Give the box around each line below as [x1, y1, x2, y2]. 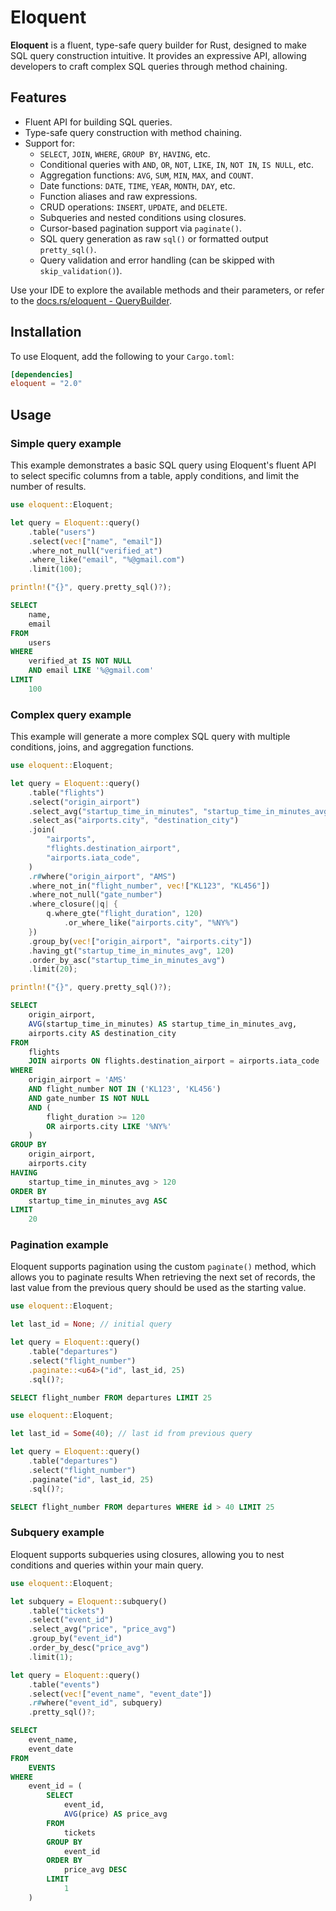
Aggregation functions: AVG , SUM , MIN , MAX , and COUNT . [39, 169, 254, 181]
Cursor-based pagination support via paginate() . [39, 222, 243, 234]
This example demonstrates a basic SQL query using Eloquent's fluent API [10, 459, 317, 471]
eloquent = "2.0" [10, 379, 83, 389]
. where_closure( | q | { [28, 899, 118, 910]
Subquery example [10, 1526, 105, 1540]
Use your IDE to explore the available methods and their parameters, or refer [10, 284, 325, 296]
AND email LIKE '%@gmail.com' [28, 666, 155, 676]
